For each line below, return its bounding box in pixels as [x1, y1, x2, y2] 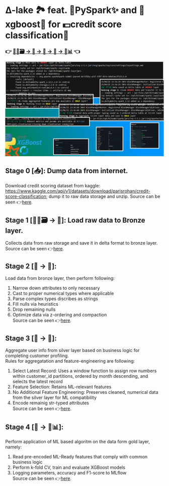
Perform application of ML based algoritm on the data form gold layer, [5, 439, 150, 445]
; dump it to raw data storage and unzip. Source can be [46, 193, 160, 199]
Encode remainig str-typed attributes [12, 400, 90, 406]
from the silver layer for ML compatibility [12, 394, 97, 401]
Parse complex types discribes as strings [12, 296, 98, 302]
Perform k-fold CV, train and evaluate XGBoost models [12, 464, 126, 470]
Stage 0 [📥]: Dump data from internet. [5, 167, 128, 175]
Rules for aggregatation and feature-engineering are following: [5, 358, 135, 364]
